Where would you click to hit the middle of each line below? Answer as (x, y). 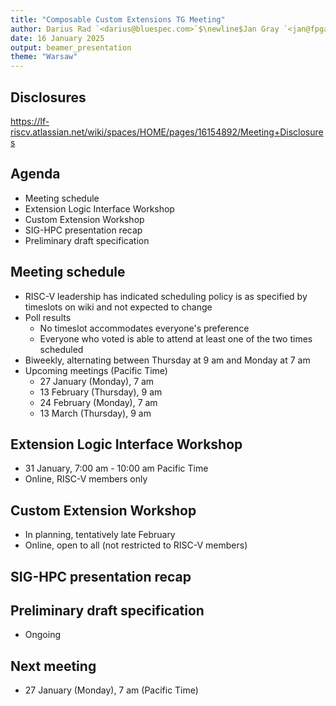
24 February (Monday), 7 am (98, 402)
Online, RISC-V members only (86, 479)
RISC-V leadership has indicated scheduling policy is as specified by (166, 296)
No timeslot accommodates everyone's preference (144, 328)
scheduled (61, 349)
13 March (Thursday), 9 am (95, 413)
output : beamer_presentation (71, 47)
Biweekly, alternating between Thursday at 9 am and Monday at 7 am (167, 360)
